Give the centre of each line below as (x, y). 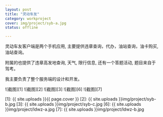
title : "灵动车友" (22, 14)
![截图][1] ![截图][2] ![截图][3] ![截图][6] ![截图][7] (54, 89)
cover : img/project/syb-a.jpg (36, 23)
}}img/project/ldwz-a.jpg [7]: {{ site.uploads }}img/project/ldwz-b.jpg (75, 109)
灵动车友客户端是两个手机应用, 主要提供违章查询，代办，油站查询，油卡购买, (82, 46)
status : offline (21, 28)
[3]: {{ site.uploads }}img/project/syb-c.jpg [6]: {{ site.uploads (79, 104)
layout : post (18, 9)
